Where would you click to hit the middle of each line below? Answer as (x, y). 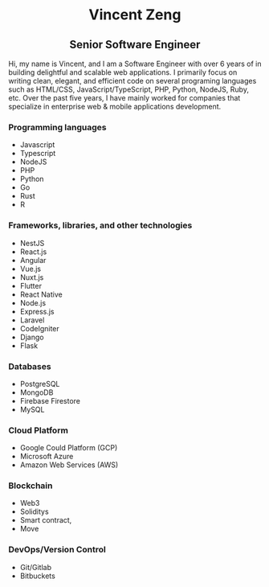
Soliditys (35, 511)
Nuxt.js (32, 277)
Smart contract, (46, 520)
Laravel (32, 320)
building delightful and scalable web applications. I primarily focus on (123, 72)
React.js (33, 252)
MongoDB (37, 392)
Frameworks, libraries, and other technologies (100, 225)
